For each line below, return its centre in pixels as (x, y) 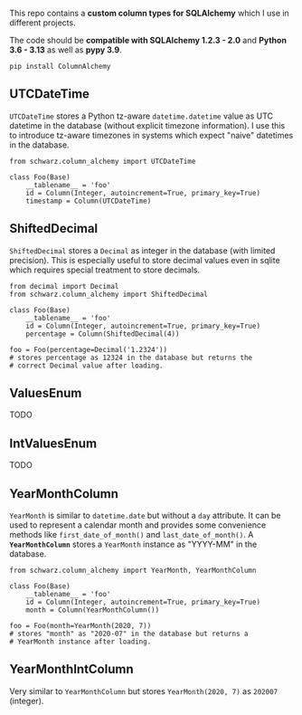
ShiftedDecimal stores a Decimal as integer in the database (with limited (142, 250)
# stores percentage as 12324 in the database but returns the (131, 357)
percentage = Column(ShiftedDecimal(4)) (103, 334)
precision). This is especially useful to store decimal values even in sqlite (145, 260)
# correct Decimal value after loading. (87, 366)
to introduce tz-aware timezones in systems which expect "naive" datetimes (151, 135)
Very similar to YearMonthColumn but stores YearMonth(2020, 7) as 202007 (144, 691)
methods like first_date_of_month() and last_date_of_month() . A (132, 535)
